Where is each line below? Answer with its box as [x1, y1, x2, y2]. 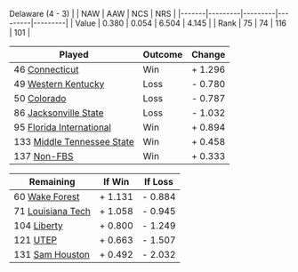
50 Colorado [13, 92, 67, 104]
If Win [103, 176, 130, 188]
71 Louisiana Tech [13, 205, 92, 217]
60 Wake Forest [13, 191, 80, 203]
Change [190, 49, 226, 60]
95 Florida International [13, 121, 111, 133]
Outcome [142, 49, 183, 60]
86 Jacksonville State [13, 107, 104, 119]
